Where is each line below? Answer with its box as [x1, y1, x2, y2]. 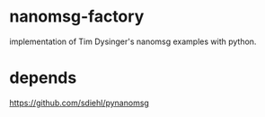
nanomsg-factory [9, 6, 145, 27]
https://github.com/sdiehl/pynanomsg [9, 97, 150, 108]
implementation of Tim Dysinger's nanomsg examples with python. [9, 36, 257, 47]
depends [9, 67, 77, 88]
